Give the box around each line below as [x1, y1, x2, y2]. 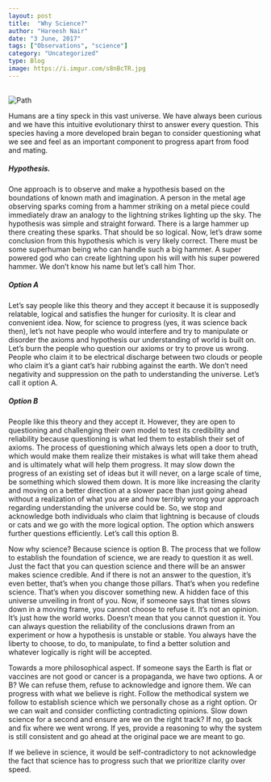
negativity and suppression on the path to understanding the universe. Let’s [8, 369, 260, 378]
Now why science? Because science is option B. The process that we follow [8, 543, 261, 554]
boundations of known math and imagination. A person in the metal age [8, 192, 246, 202]
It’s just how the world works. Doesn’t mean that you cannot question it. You [8, 612, 261, 623]
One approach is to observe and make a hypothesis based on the [8, 184, 226, 194]
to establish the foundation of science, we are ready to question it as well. [8, 552, 254, 562]
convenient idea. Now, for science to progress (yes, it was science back [8, 317, 248, 328]
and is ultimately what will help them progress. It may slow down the [8, 459, 236, 469]
